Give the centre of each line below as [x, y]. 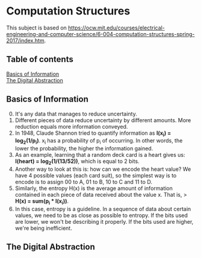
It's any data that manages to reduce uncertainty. [76, 114]
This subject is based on [37, 28]
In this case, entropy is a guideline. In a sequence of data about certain [103, 209]
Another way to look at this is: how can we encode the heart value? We [103, 169]
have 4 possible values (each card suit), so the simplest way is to [96, 175]
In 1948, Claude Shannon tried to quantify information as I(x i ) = [93, 134]
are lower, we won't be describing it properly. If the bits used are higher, [104, 221]
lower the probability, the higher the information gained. [84, 149]
